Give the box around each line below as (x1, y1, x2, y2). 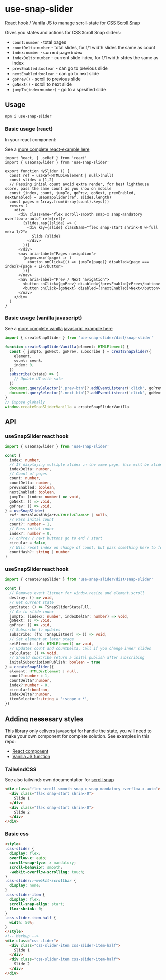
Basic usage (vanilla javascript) (5, 314, 82, 321)
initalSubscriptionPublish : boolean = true (9, 660, 100, 665)
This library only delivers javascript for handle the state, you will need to (5, 728, 152, 734)
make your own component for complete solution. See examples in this (5, 733, 150, 739)
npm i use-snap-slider (5, 114, 52, 119)
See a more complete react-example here (5, 146, 90, 152)
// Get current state (9, 600, 54, 605)
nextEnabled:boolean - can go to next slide (12, 70, 99, 76)
